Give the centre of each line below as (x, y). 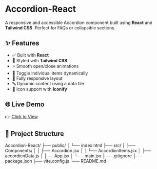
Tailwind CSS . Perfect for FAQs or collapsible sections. (60, 27)
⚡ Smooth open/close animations (45, 66)
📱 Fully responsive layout (37, 78)
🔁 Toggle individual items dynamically (50, 73)
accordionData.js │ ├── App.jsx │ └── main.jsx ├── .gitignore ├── (74, 156)
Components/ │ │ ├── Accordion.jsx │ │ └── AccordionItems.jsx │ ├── (78, 151)
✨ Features (22, 43)
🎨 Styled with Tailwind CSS (39, 60)
